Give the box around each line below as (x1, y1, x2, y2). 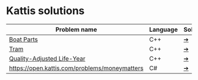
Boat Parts (9, 35, 38, 44)
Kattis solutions (6, 4, 85, 18)
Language (149, 25, 178, 34)
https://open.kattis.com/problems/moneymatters (9, 64, 144, 72)
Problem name (55, 25, 97, 34)
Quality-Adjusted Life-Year (9, 54, 85, 62)
